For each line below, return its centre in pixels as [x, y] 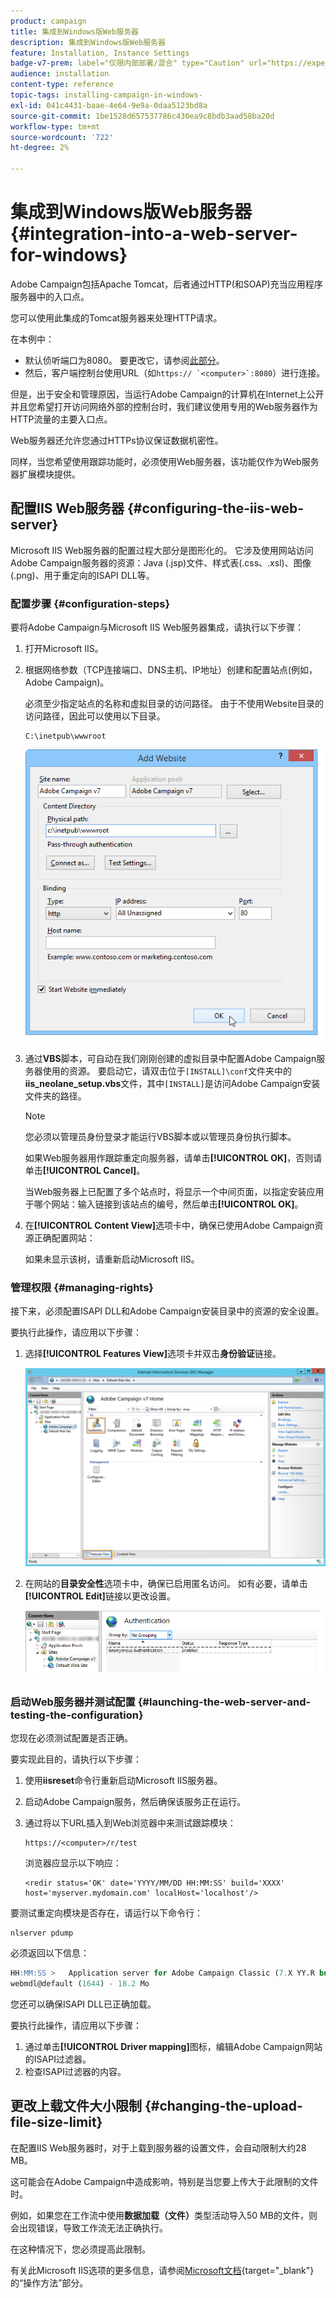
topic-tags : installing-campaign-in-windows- [106, 95]
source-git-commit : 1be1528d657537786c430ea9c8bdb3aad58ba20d [142, 116]
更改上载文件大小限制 [76, 2106]
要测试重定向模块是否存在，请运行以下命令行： [106, 1913]
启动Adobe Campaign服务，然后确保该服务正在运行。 [135, 1802]
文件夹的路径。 [55, 1096]
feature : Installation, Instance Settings [100, 53]
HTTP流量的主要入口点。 [61, 419]
